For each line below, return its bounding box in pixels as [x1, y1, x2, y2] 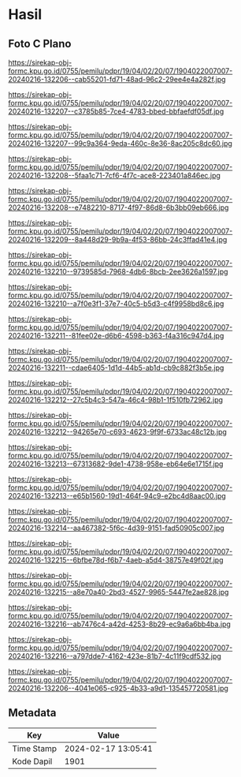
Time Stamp [12, 743, 57, 754]
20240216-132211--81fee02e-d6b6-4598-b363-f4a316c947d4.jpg [8, 331, 224, 340]
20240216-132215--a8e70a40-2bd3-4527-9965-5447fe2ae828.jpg [8, 588, 229, 596]
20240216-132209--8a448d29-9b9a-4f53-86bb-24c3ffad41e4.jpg [8, 235, 228, 244]
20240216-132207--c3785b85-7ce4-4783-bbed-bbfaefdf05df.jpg [8, 106, 224, 116]
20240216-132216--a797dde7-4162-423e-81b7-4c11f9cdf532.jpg [8, 652, 222, 660]
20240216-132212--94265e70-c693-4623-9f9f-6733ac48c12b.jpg [8, 428, 227, 436]
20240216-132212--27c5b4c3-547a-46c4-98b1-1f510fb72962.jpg [8, 395, 223, 404]
